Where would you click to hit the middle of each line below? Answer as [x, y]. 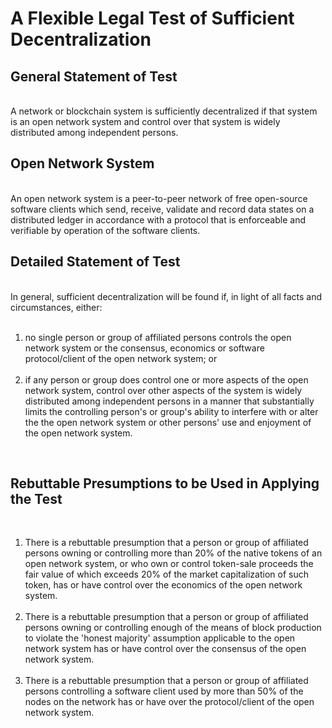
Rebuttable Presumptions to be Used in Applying [165, 483]
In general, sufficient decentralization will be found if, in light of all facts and [166, 296]
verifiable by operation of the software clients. [105, 230]
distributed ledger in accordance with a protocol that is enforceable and [158, 219]
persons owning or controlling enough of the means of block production [173, 628]
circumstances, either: [56, 307]
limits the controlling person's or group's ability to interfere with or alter [171, 411]
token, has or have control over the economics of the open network [163, 585]
